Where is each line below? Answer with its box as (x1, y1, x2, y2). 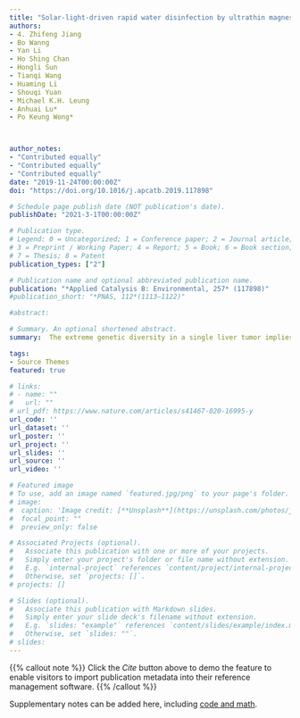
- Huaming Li (9, 79, 58, 88)
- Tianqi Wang (9, 71, 62, 80)
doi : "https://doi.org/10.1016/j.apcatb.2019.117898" (9, 186, 214, 195)
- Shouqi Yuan (9, 88, 62, 96)
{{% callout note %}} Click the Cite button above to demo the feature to (9, 662, 272, 672)
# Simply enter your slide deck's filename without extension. (9, 613, 257, 622)
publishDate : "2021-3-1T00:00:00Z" (9, 211, 142, 220)
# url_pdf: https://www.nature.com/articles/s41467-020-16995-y (9, 407, 254, 416)
